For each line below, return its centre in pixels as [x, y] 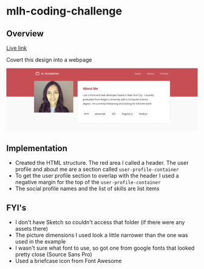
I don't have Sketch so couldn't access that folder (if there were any [100, 222]
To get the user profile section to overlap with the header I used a [97, 176]
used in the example [40, 241]
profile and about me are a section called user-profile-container [97, 169]
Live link [17, 48]
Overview [25, 34]
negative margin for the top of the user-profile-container [88, 182]
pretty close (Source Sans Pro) [53, 254]
